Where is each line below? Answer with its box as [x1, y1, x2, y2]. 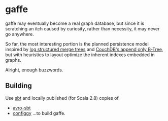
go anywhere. [5, 31, 34, 37]
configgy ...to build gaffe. [12, 110, 66, 116]
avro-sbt [12, 105, 31, 111]
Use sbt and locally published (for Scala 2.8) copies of [5, 95, 119, 101]
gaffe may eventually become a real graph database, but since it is [5, 20, 145, 26]
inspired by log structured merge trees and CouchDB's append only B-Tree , [5, 46, 163, 52]
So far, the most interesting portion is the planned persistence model [5, 41, 149, 47]
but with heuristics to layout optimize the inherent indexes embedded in [5, 52, 155, 58]
